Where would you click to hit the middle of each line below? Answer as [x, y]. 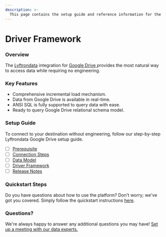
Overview [17, 54]
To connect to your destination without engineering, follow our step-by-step [83, 134]
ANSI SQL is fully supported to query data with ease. [66, 105]
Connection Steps [31, 154]
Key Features [22, 83]
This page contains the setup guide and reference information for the [85, 14]
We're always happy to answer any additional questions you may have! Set [82, 224]
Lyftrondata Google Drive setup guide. [44, 139]
